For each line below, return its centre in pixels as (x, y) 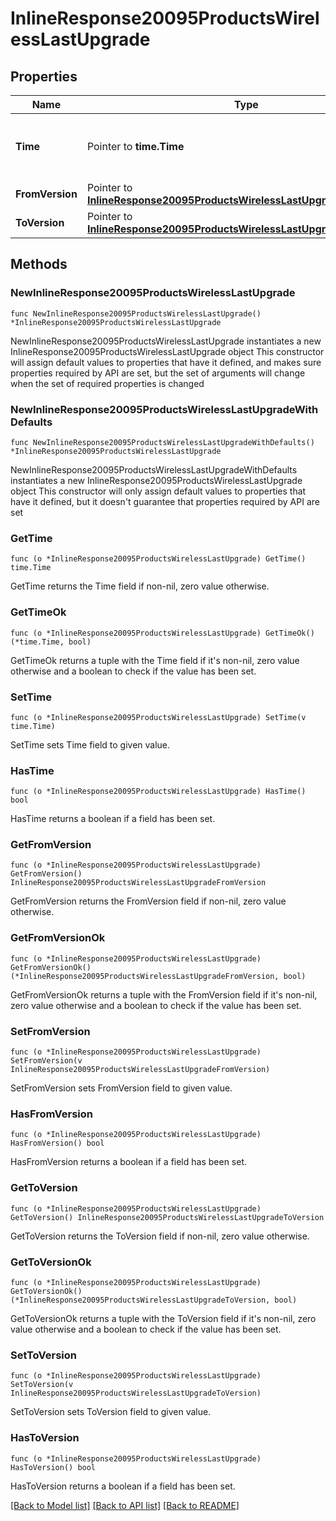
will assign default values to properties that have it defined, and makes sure (166, 362)
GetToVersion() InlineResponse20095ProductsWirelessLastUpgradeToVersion (167, 1217)
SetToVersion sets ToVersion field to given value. (111, 1412)
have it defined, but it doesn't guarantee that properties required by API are (165, 501)
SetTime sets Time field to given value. (90, 744)
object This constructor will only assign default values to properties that (158, 491)
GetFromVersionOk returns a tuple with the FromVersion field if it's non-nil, (164, 994)
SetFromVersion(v (46, 1061)
